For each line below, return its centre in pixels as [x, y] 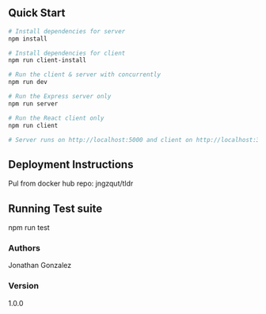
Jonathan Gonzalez [40, 266]
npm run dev [28, 82]
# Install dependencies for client [67, 53]
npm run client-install [47, 60]
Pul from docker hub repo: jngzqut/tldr [71, 184]
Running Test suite [55, 208]
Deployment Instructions [71, 165]
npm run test [29, 228]
